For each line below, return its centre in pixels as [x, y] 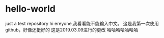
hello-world [31, 9]
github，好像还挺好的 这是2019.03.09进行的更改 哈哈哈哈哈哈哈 [72, 30]
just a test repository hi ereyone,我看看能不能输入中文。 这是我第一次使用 [82, 23]
